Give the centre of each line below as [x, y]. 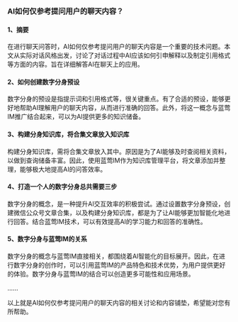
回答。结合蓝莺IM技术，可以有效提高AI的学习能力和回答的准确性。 [110, 221]
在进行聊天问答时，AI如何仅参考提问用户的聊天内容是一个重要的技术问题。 [116, 47]
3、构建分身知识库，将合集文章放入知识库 [68, 134]
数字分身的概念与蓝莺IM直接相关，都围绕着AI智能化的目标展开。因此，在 [113, 256]
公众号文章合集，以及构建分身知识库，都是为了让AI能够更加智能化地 [125, 212]
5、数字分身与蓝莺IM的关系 [47, 239]
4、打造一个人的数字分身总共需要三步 [62, 187]
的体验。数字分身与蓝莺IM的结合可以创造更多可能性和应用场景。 [101, 274]
